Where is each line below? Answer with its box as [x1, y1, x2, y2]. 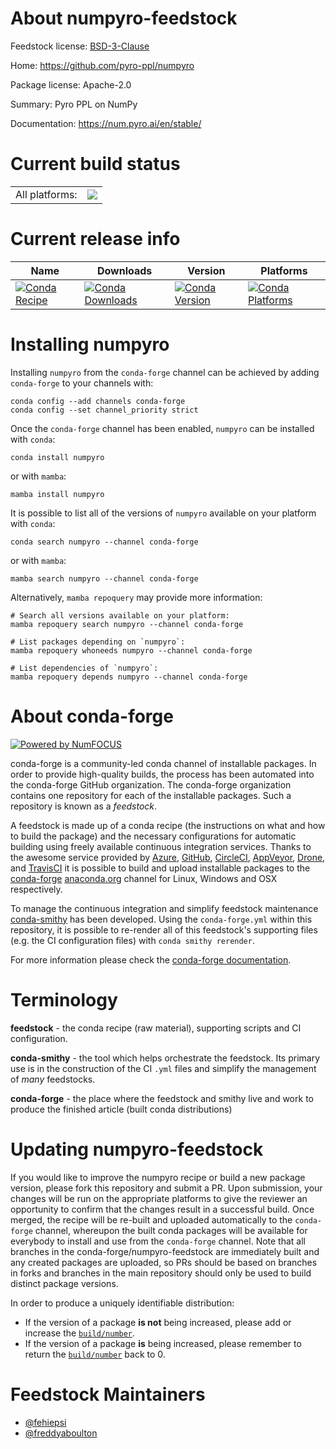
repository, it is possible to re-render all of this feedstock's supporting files [10, 923, 318, 936]
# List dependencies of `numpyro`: [10, 663, 159, 673]
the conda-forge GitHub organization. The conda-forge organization [10, 778, 292, 791]
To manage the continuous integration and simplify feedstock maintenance [10, 902, 319, 914]
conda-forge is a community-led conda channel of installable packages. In [10, 757, 317, 769]
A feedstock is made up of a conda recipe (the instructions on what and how [10, 819, 326, 831]
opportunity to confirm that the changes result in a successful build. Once [10, 1203, 315, 1215]
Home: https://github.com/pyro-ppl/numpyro [10, 59, 195, 71]
